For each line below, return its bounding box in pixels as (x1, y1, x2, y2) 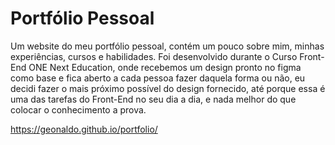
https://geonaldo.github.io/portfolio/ (10, 123, 158, 135)
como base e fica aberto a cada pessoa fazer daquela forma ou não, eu (10, 72, 306, 84)
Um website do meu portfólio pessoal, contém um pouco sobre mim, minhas (10, 40, 325, 52)
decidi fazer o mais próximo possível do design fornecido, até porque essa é (10, 82, 326, 94)
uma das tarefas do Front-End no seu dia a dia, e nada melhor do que (10, 93, 297, 105)
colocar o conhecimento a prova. (10, 103, 147, 116)
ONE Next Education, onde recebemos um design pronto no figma (28, 61, 302, 73)
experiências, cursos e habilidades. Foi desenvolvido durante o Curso (10, 50, 298, 62)
